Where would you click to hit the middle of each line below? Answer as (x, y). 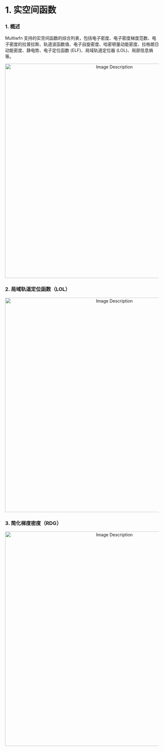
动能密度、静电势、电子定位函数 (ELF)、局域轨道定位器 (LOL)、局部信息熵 (79, 50)
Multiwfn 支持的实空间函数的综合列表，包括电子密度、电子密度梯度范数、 (79, 38)
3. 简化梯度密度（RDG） (33, 523)
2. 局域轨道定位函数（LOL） (38, 289)
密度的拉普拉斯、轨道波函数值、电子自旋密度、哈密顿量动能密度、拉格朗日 (84, 44)
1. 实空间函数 (31, 10)
